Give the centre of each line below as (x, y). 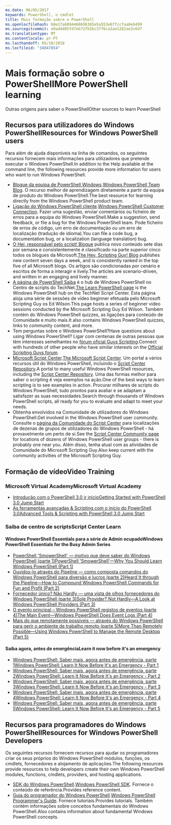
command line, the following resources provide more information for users (83, 169)
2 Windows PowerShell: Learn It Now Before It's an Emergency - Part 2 (87, 676)
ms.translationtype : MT (31, 34)
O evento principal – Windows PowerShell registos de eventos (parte (84, 610)
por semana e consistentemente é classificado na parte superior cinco (87, 250)
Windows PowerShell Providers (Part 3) (54, 604)
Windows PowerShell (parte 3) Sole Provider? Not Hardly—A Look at (84, 599)
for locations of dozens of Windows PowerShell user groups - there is (86, 440)
